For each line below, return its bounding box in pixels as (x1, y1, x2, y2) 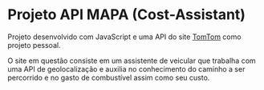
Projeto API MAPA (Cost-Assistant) (7, 6, 246, 24)
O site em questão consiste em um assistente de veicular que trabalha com (7, 56, 256, 65)
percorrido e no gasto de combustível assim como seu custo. (7, 72, 210, 82)
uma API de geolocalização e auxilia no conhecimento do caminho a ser (7, 64, 246, 73)
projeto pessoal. (7, 40, 61, 49)
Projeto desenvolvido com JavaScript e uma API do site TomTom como (7, 32, 242, 41)
